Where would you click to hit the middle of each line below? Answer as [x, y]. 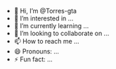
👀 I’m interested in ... [44, 18]
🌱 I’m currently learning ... [51, 26]
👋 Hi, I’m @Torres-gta [45, 11]
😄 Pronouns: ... [37, 51]
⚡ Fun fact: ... [33, 59]
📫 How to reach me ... [46, 41]
